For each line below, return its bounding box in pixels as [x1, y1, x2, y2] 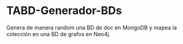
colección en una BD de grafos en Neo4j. [6, 30, 111, 37]
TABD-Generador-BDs [6, 4, 122, 18]
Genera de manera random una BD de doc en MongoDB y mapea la [6, 24, 177, 31]
